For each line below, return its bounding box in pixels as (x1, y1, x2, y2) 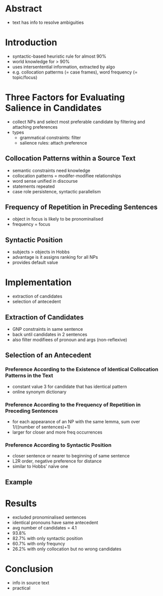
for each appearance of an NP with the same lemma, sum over (12, 418, 140, 425)
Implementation (5, 277, 72, 288)
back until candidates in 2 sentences (12, 331, 88, 337)
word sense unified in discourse (12, 178, 78, 184)
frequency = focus (12, 222, 51, 227)
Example (5, 478, 33, 486)
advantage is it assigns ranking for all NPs (12, 254, 98, 260)
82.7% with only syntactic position (12, 535, 83, 541)
